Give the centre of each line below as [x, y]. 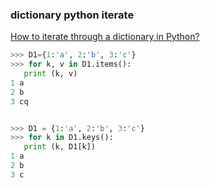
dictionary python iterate [72, 15]
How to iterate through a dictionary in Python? [105, 37]
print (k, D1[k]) [60, 147]
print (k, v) [50, 74]
